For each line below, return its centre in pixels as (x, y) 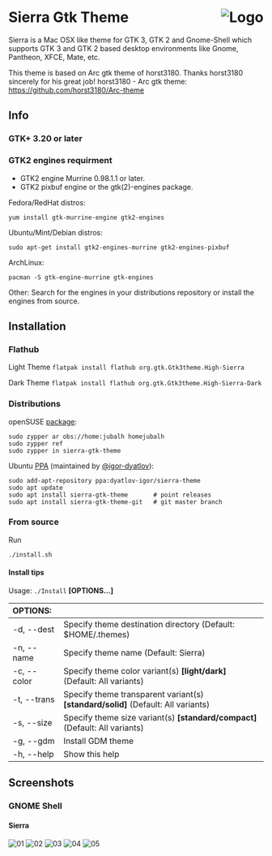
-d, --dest (34, 630)
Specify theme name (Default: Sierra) (134, 653)
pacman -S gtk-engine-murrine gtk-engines (81, 277)
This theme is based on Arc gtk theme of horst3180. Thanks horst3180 (126, 72)
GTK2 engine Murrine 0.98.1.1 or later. (83, 178)
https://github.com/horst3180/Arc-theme (76, 90)
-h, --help (33, 755)
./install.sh (30, 555)
